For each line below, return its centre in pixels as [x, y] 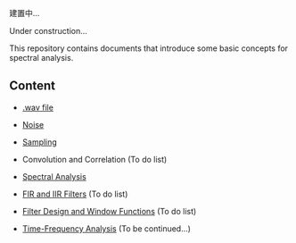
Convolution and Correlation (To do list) [95, 159]
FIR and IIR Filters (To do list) [75, 194]
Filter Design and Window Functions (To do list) [109, 211]
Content [33, 86]
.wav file [37, 107]
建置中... [25, 13]
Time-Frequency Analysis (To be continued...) [107, 228]
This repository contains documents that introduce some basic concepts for [148, 48]
